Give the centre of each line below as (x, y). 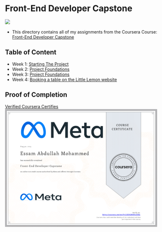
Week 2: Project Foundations (41, 69)
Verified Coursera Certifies (32, 106)
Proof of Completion (36, 95)
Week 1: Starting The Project (40, 64)
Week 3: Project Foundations (41, 74)
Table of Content (31, 52)
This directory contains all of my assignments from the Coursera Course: (84, 32)
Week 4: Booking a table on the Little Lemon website (64, 79)
